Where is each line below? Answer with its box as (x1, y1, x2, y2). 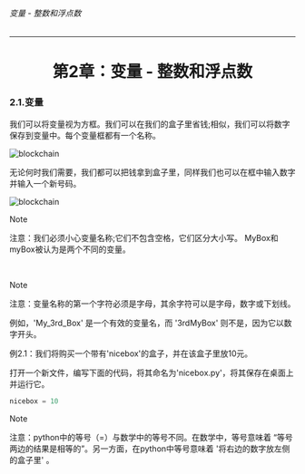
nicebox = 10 (9, 396, 59, 406)
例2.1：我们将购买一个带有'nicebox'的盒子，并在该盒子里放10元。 (9, 348, 253, 359)
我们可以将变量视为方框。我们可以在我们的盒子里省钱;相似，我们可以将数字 (9, 118, 290, 130)
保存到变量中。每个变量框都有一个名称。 (9, 130, 161, 140)
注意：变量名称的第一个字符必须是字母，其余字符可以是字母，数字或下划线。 (9, 298, 296, 309)
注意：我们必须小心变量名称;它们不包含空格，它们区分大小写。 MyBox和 (9, 232, 279, 243)
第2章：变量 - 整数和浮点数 (53, 62, 252, 82)
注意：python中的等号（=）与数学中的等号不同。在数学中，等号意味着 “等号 (9, 431, 293, 442)
